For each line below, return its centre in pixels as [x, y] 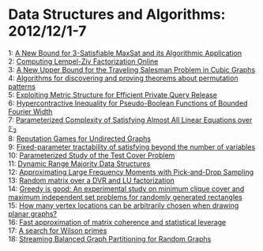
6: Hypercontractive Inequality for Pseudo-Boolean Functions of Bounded [128, 103]
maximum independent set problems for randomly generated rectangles [125, 197]
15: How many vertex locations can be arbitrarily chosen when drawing [124, 205]
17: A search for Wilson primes [58, 231]
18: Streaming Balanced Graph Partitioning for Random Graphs [110, 238]
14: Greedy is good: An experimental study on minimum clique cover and [126, 188]
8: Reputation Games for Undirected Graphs [80, 138]
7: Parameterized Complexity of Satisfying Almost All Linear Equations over [130, 120]
